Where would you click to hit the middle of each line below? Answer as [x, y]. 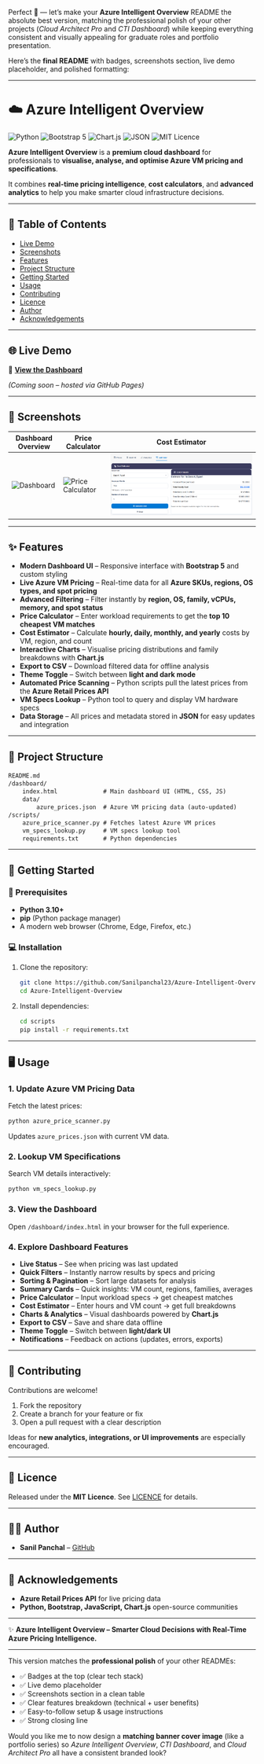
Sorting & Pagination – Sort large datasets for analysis [108, 1281]
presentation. [29, 46]
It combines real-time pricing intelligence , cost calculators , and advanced [131, 184]
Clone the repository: [54, 968]
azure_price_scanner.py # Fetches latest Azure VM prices [119, 823]
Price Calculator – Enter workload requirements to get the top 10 [125, 616]
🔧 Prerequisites [38, 892]
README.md [24, 776]
